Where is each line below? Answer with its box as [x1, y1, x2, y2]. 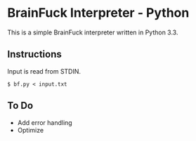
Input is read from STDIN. [7, 67, 81, 75]
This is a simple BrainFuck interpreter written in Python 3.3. [7, 28, 178, 36]
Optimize [17, 126, 44, 134]
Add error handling [17, 118, 72, 127]
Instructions [7, 48, 62, 60]
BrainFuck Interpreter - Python [7, 5, 190, 21]
